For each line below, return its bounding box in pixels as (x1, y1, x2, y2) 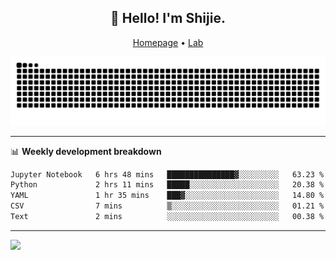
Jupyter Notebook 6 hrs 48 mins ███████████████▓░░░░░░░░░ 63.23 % (10, 169, 325, 180)
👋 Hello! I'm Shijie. (110, 10, 226, 27)
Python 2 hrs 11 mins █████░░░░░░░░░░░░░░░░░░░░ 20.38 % (10, 180, 325, 190)
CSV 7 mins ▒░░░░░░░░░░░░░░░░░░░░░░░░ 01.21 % (10, 201, 325, 211)
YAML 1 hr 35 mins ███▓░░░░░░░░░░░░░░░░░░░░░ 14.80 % (10, 191, 325, 201)
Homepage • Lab (132, 36, 204, 48)
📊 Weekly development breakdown (10, 145, 162, 157)
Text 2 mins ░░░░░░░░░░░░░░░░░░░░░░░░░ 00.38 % (10, 212, 325, 222)
